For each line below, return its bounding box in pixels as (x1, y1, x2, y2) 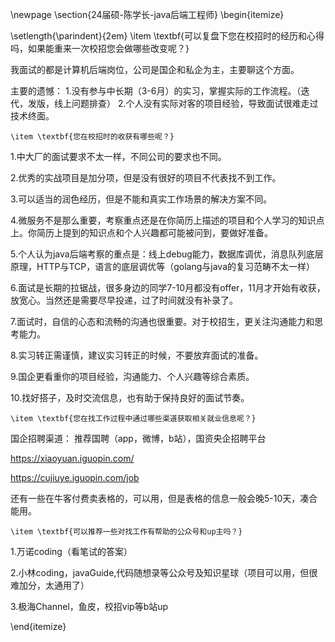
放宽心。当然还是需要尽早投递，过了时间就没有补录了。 (10, 294, 238, 306)
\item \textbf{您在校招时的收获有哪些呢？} (10, 132, 175, 142)
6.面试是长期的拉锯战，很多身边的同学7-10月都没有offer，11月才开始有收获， (10, 282, 326, 293)
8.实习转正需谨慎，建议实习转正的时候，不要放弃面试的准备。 (10, 349, 264, 361)
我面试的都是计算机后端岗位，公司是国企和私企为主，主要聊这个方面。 (10, 64, 300, 75)
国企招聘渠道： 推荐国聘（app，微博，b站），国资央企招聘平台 (10, 433, 267, 444)
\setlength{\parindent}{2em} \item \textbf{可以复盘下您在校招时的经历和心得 (10, 30, 325, 42)
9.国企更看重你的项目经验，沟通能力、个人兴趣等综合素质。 (10, 371, 255, 382)
